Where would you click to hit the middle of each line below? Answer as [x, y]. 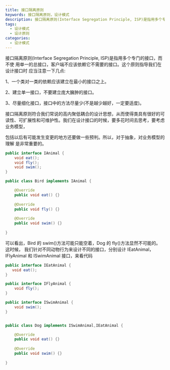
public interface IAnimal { [35, 153]
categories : [18, 39]
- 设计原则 [20, 33]
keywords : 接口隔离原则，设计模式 [37, 15]
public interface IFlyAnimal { [38, 284]
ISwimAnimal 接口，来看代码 [63, 255]
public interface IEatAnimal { [38, 265]
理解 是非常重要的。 [26, 143]
